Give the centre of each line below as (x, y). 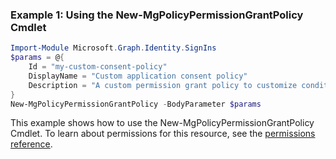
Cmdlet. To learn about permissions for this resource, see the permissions (163, 134)
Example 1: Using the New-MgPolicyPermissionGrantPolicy (157, 15)
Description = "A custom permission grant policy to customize (163, 85)
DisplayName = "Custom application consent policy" (138, 76)
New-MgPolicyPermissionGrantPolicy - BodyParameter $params (136, 104)
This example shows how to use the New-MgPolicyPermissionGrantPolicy (162, 123)
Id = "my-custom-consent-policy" (98, 67)
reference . (31, 144)
